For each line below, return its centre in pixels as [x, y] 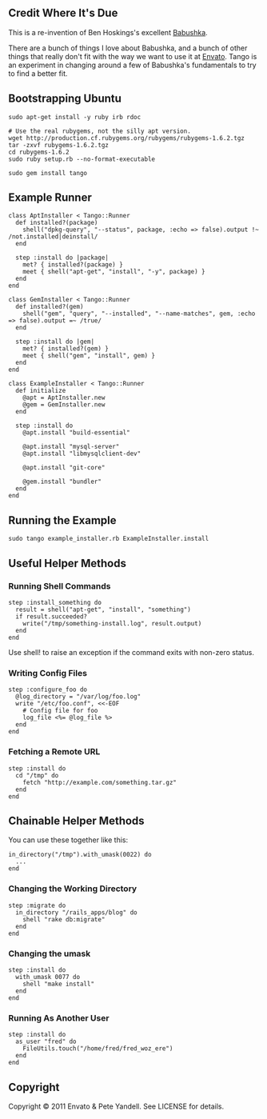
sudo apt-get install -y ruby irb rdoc [75, 117]
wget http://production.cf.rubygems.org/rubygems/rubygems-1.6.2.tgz [127, 138]
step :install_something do [55, 602]
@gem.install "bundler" [62, 482]
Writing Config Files [48, 673]
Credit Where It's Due [63, 13]
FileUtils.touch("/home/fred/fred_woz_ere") [98, 1049]
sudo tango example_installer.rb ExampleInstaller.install [109, 539]
